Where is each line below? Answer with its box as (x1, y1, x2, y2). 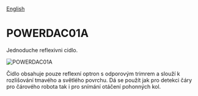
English (6, 5, 25, 12)
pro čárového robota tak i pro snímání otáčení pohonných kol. (6, 83, 161, 90)
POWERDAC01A (6, 27, 89, 40)
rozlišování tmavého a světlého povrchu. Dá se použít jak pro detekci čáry (6, 76, 193, 84)
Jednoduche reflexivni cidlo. (6, 46, 78, 53)
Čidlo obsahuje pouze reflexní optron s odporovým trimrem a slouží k (6, 70, 180, 77)
